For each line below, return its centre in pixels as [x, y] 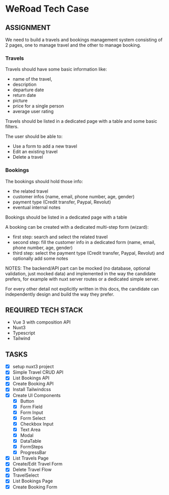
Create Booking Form [35, 487]
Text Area [30, 430]
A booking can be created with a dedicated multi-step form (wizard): [77, 227]
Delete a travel [28, 157]
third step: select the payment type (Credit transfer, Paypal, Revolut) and [88, 253]
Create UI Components [37, 395]
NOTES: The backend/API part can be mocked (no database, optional [78, 268]
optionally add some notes [40, 258]
